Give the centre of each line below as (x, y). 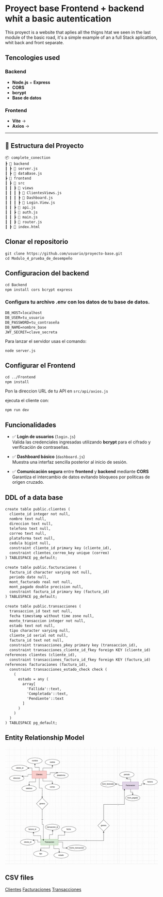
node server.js (20, 351)
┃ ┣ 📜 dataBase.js (24, 173)
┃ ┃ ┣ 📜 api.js (20, 207)
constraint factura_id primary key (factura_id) (59, 592)
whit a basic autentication (58, 19)
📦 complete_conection (28, 158)
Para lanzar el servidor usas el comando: (46, 341)
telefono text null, (30, 529)
